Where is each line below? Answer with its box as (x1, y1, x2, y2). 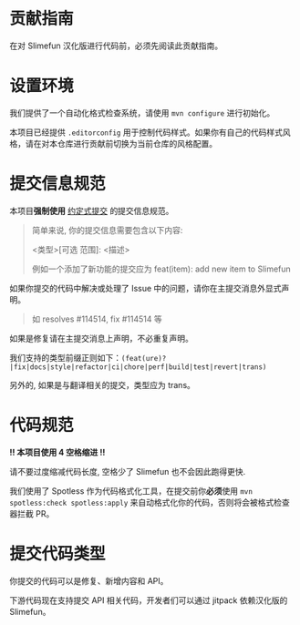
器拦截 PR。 (9, 507, 55, 519)
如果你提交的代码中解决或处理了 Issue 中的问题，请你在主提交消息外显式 (9, 282, 282, 293)
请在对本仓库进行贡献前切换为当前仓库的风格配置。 (25, 138, 217, 149)
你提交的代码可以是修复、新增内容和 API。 (9, 575, 169, 586)
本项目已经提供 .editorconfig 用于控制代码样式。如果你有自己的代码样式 (9, 127, 283, 138)
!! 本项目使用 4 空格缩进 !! (9, 446, 106, 457)
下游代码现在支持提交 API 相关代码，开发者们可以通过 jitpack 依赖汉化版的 (9, 594, 288, 606)
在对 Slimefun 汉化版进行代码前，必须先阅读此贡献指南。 (9, 40, 223, 51)
